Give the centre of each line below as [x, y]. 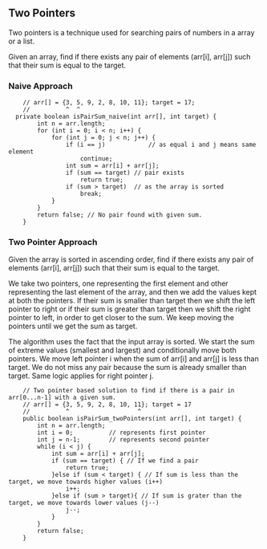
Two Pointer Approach [53, 242]
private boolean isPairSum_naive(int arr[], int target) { [116, 117]
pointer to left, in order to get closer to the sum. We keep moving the [121, 318]
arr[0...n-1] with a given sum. [62, 398]
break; [91, 194]
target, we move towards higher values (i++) [85, 482]
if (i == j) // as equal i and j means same [161, 145]
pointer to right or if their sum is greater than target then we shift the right [129, 309]
